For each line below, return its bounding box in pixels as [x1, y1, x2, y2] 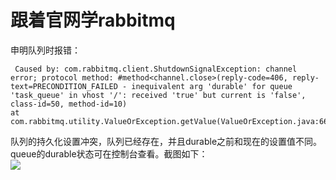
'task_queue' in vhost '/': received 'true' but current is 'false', [10, 90, 307, 100]
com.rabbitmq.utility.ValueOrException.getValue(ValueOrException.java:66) [10, 116, 333, 126]
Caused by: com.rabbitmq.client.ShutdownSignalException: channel [14, 64, 298, 74]
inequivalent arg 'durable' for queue [131, 81, 293, 91]
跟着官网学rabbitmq [10, 9, 176, 32]
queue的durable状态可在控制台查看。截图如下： [10, 147, 208, 160]
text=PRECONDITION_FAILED [10, 81, 118, 91]
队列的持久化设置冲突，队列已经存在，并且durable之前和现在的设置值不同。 [10, 135, 323, 147]
